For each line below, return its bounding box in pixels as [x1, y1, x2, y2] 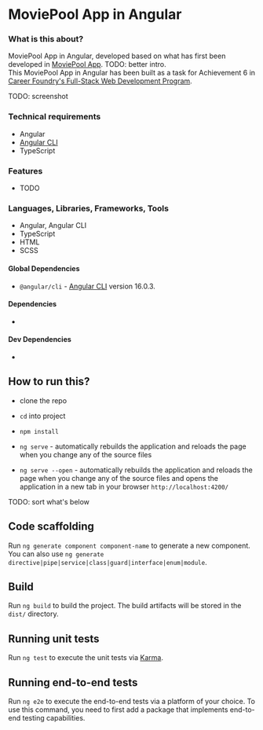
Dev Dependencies [8, 335, 72, 344]
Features [8, 165, 43, 176]
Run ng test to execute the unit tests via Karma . [8, 653, 163, 662]
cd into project [19, 411, 66, 420]
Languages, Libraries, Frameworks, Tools [8, 203, 169, 214]
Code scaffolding [8, 520, 94, 534]
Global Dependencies [8, 263, 80, 273]
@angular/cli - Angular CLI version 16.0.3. [19, 281, 155, 291]
